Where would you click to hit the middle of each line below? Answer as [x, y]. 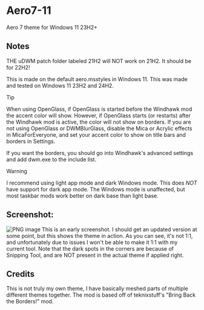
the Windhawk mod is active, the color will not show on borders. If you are [99, 122]
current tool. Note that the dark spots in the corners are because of [90, 248]
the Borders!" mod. [30, 302]
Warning [17, 171]
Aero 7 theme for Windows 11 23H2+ [52, 27]
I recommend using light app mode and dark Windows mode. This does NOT [102, 183]
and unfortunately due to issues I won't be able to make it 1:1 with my [92, 242]
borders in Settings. [31, 141]
